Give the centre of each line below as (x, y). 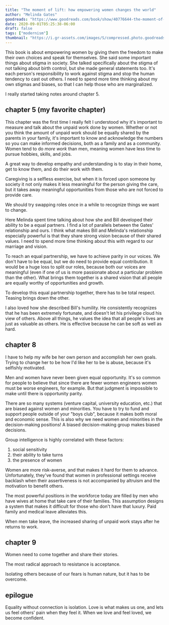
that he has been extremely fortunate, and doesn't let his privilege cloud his (83, 313)
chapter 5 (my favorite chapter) (55, 110)
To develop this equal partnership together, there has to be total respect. (80, 293)
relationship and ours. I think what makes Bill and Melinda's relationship (79, 230)
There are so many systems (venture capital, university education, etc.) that (84, 403)
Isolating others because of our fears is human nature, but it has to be (77, 574)
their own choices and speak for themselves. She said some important (78, 57)
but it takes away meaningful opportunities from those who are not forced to (84, 190)
